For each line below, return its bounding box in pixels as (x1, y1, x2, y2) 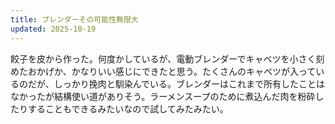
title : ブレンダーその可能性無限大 (10, 14, 139, 25)
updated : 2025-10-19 (10, 24, 97, 34)
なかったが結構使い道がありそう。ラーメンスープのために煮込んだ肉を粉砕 (10, 90, 316, 102)
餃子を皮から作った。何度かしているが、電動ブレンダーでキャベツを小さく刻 (10, 52, 325, 65)
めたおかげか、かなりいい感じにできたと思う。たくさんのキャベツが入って (10, 65, 317, 77)
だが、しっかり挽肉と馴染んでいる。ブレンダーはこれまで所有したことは (27, 77, 326, 90)
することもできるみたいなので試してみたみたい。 (27, 102, 229, 115)
